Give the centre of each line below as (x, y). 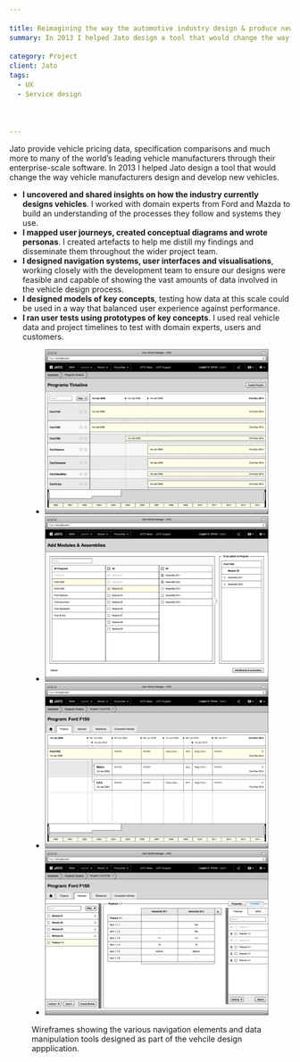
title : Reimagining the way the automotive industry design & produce (143, 28)
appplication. (56, 1049)
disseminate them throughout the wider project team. (120, 252)
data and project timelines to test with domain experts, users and (142, 328)
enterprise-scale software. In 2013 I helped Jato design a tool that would (143, 168)
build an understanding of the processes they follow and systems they (151, 213)
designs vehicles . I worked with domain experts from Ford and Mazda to (156, 204)
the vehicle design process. (73, 289)
